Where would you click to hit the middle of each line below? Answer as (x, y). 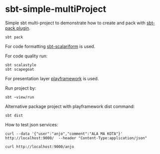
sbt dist (14, 115)
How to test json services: (32, 124)
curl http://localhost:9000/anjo (40, 147)
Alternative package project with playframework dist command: (70, 106)
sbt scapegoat (20, 69)
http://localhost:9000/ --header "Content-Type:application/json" (76, 138)
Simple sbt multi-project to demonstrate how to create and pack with (75, 23)
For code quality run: (27, 56)
